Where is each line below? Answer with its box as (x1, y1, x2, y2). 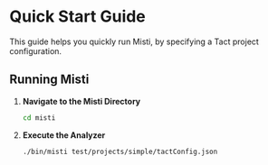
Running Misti (9, 72, 90, 87)
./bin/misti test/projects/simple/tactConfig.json (22, 147, 218, 156)
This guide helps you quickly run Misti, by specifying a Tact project (9, 36, 260, 47)
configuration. (9, 45, 62, 56)
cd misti (22, 113, 56, 123)
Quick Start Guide (9, 6, 147, 27)
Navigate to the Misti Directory (22, 96, 141, 106)
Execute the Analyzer (22, 129, 106, 141)
